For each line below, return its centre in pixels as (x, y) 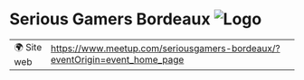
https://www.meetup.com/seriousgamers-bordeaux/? (166, 49)
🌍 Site (28, 47)
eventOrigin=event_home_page (118, 60)
